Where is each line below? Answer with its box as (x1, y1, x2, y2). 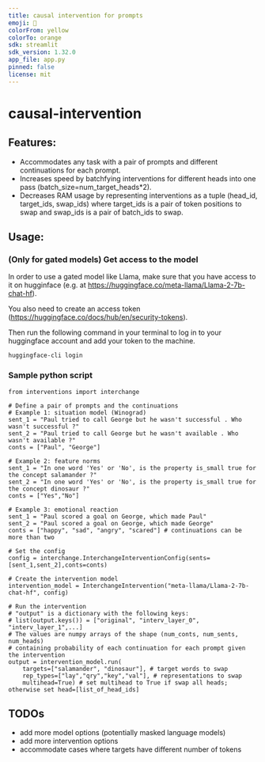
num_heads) (8, 637, 44, 645)
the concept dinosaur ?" (8, 484, 90, 493)
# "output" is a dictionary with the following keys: (8, 609, 190, 617)
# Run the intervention (8, 602, 87, 610)
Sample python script (8, 370, 93, 381)
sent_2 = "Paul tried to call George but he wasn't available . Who (8, 429, 239, 438)
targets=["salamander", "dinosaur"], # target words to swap (22, 665, 228, 673)
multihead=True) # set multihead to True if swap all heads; (22, 678, 228, 687)
